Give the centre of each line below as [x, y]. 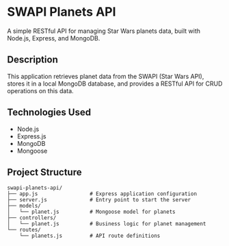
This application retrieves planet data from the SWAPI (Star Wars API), [106, 76]
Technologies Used [49, 113]
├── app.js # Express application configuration [102, 194]
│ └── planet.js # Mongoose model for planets [91, 212]
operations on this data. [40, 90]
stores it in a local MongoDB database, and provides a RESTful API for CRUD [115, 84]
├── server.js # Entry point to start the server [99, 200]
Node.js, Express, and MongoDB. [54, 38]
